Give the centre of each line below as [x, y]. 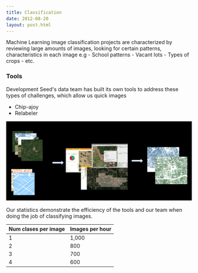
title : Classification [34, 12]
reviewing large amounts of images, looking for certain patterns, [84, 49]
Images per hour [91, 229]
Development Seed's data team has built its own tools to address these [92, 89]
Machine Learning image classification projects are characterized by [89, 42]
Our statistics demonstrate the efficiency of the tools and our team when [94, 209]
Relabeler [26, 113]
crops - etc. [20, 61]
